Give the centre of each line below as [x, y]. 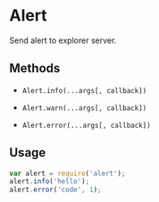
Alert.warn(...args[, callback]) [84, 108]
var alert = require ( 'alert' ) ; [67, 173]
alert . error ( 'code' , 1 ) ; [55, 190]
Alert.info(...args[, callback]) [84, 90]
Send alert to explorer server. [63, 40]
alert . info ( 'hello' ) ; [50, 181]
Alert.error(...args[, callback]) [86, 125]
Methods [35, 68]
